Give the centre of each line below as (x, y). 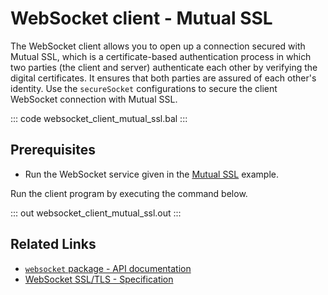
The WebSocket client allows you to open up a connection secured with (158, 46)
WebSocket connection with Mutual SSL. (94, 99)
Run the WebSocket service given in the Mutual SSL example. (151, 174)
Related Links (53, 244)
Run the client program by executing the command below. (129, 193)
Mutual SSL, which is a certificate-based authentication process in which (161, 56)
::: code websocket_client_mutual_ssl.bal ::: (99, 118)
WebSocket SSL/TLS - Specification (99, 279)
